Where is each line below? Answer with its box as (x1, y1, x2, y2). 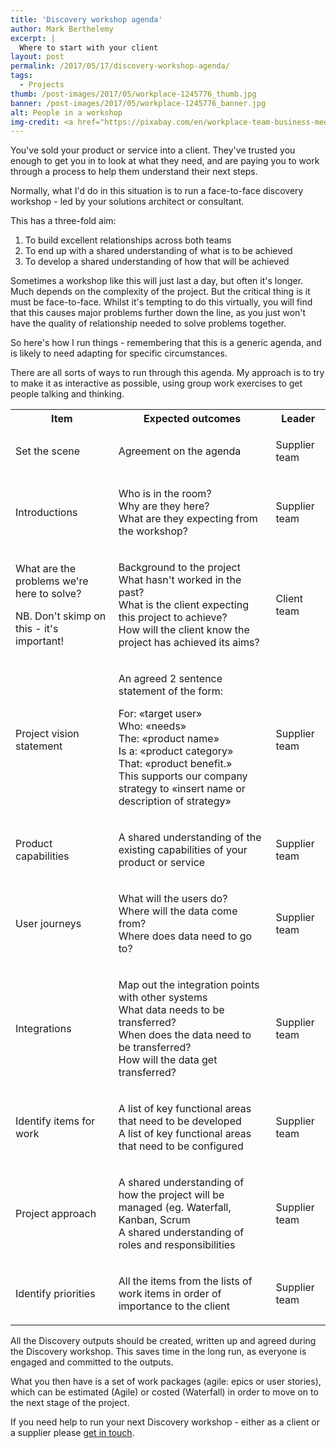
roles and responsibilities (118, 1238, 236, 1252)
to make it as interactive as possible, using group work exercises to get (10, 377, 303, 390)
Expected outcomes (143, 412, 242, 426)
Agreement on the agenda (118, 444, 242, 458)
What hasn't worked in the (118, 573, 242, 587)
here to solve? (15, 587, 82, 601)
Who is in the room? (118, 487, 212, 501)
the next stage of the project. (10, 1397, 130, 1409)
